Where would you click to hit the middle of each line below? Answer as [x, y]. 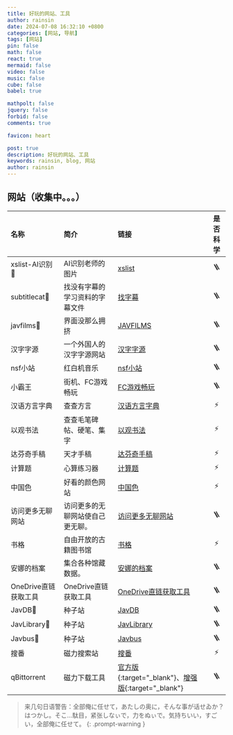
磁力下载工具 [85, 677]
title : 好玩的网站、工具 [39, 14]
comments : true [29, 123]
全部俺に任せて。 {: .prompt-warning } [91, 724]
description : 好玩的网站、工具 [48, 155]
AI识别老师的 [84, 263]
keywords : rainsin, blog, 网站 [51, 161]
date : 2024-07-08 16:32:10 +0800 [55, 26]
